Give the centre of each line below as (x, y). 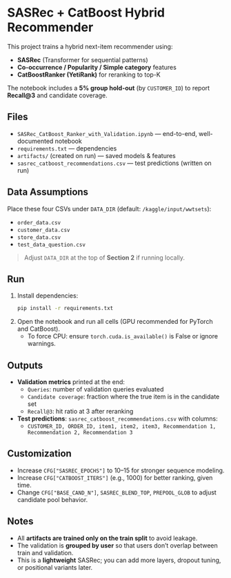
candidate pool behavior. (52, 499)
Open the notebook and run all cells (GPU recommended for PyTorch (115, 322)
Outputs (25, 365)
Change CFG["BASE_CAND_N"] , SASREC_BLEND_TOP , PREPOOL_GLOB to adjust (117, 492)
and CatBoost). (39, 329)
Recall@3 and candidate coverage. (58, 95)
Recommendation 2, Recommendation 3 (80, 433)
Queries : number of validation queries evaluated (96, 389)
